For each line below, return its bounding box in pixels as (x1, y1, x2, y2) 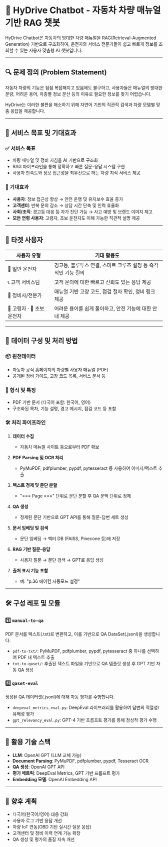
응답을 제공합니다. (10, 108, 45, 114)
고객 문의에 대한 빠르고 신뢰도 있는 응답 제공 (54, 278, 151, 285)
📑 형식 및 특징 (5, 387, 36, 394)
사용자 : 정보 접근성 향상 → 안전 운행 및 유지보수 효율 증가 (12, 196, 123, 202)
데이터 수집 (12, 433, 34, 439)
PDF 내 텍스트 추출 (17, 654, 55, 660)
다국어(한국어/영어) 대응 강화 (12, 811, 68, 817)
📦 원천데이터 (5, 353, 36, 360)
